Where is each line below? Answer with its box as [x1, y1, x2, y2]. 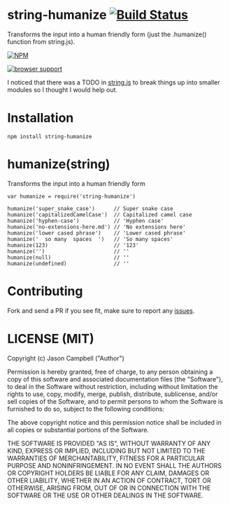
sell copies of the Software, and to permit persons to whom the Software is [7, 397, 224, 405]
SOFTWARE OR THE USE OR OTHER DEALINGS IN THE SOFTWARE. [7, 491, 203, 499]
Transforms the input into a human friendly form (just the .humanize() [7, 30, 207, 38]
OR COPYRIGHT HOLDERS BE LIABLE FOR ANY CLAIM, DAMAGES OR [7, 469, 210, 477]
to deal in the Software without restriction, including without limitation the [7, 382, 218, 390]
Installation [7, 110, 74, 126]
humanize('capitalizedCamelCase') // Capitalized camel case [7, 211, 192, 218]
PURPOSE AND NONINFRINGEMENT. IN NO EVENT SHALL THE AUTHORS [7, 461, 222, 469]
